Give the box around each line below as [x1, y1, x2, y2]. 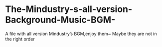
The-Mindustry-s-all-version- [5, 3, 133, 15]
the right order [5, 36, 35, 42]
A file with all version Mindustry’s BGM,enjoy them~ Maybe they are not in [5, 30, 157, 36]
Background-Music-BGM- [5, 14, 116, 25]
